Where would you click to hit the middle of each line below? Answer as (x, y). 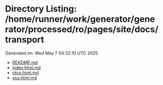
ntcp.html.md (25, 72)
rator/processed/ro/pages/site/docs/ (82, 29)
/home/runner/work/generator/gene (80, 19)
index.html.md (26, 67)
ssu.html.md (25, 78)
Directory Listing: (41, 9)
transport (25, 40)
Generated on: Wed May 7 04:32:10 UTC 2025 (52, 53)
